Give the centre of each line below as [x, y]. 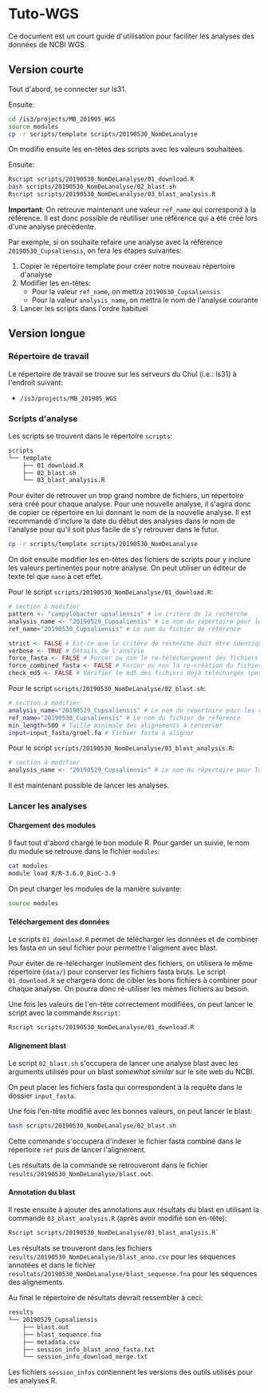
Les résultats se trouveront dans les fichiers [80, 1248]
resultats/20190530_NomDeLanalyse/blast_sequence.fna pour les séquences [133, 1274]
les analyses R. [33, 1381]
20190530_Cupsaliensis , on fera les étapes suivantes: [95, 250]
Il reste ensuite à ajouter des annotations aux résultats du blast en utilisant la [134, 1210]
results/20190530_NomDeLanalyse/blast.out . [81, 1174]
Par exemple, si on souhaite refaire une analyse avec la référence [116, 242]
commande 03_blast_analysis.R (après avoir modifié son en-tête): [118, 1218]
